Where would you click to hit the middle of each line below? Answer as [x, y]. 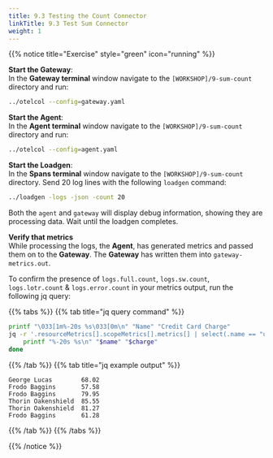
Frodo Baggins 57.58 [54, 387]
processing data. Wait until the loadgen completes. [93, 221]
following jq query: [40, 296]
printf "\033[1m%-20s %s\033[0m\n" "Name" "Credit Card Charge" [119, 326]
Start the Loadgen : [41, 165]
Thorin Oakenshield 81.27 [54, 408]
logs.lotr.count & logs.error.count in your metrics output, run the [121, 287]
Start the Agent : [36, 118]
